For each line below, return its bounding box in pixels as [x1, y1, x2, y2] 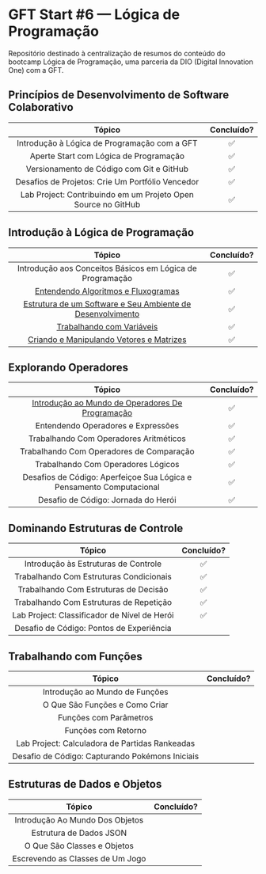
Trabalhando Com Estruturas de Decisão [17, 584, 169, 595]
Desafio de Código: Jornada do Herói [38, 495, 177, 506]
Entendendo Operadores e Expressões [35, 420, 180, 431]
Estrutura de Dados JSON [31, 827, 127, 838]
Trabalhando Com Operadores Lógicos [34, 459, 180, 470]
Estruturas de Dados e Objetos [8, 777, 162, 791]
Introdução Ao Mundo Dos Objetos [14, 814, 144, 825]
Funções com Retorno [64, 725, 146, 735]
